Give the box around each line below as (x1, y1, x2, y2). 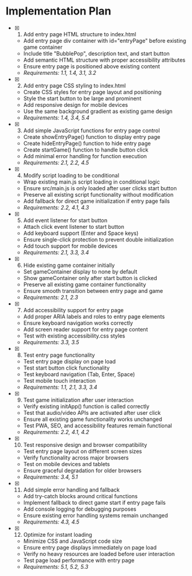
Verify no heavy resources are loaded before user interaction (23, 550, 175, 557)
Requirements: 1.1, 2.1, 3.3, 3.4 (23, 383, 98, 391)
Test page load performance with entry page (23, 557, 135, 564)
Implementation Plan (5, 4, 112, 18)
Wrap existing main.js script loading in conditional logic (23, 178, 160, 185)
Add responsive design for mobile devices (23, 101, 128, 108)
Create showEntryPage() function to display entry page (23, 133, 161, 140)
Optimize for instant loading (23, 531, 93, 538)
